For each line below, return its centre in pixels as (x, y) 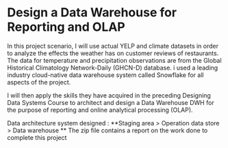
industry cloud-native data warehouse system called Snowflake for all (105, 75)
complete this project (37, 137)
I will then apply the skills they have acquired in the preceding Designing (109, 95)
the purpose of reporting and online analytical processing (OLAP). (100, 110)
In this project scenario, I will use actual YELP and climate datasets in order (113, 46)
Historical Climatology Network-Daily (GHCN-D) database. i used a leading (113, 68)
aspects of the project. (39, 82)
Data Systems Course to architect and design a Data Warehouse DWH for (111, 102)
